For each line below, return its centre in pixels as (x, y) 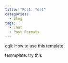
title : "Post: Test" (26, 9)
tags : (10, 23)
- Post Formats (24, 32)
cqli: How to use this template (34, 46)
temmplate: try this (23, 55)
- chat (16, 28)
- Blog (16, 18)
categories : (17, 14)
